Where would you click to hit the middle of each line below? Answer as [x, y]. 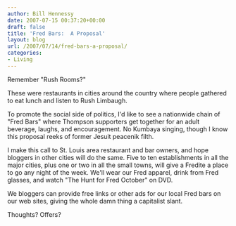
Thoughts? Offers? [34, 214]
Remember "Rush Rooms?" [46, 79]
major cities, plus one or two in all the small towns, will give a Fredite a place [118, 165]
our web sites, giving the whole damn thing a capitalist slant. [95, 201]
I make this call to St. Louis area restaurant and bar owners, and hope [108, 150]
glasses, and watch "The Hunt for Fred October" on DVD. [90, 180]
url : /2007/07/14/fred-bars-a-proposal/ [68, 46]
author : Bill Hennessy [41, 14]
